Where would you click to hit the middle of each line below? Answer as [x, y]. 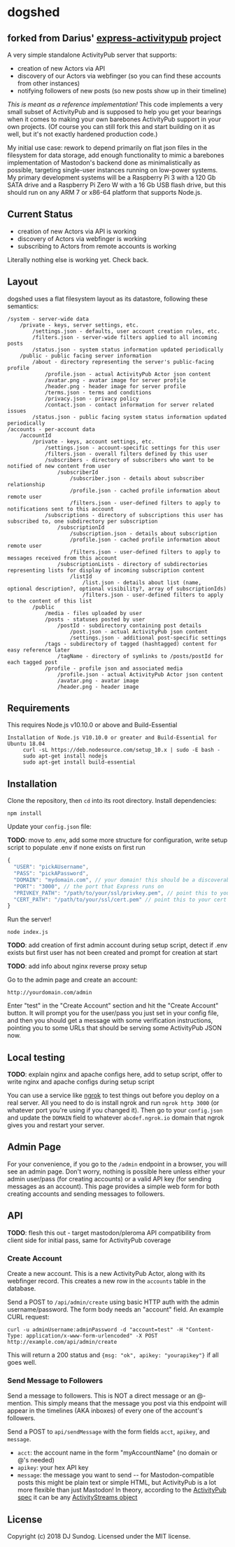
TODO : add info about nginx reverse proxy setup [77, 966]
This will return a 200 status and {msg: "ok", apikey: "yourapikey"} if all [113, 1355]
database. [22, 1288]
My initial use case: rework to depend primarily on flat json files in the [107, 147]
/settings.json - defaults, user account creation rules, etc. [126, 331]
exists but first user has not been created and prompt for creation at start [113, 953]
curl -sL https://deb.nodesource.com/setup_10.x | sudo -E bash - [121, 750]
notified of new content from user [59, 466]
